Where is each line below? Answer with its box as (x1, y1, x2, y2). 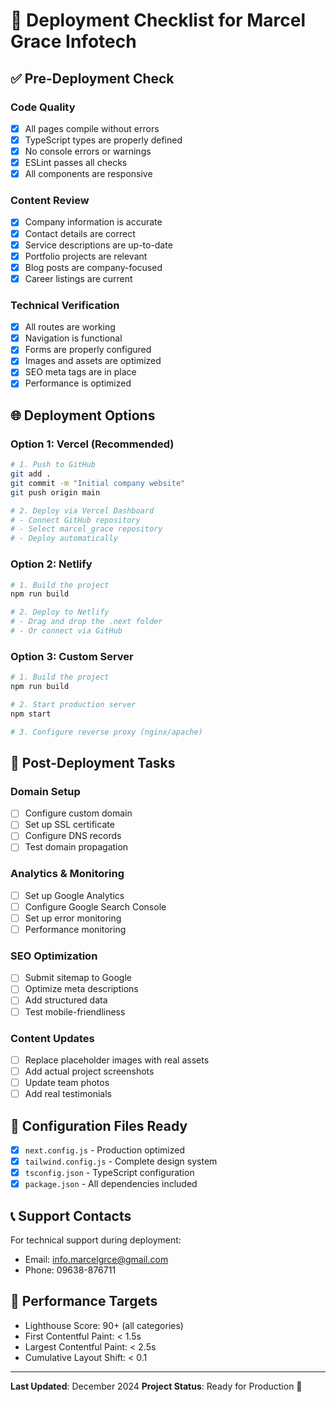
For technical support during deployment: (10, 1234, 182, 1246)
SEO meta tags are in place (24, 366, 137, 378)
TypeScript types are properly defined (24, 134, 183, 146)
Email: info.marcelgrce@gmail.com (24, 1254, 169, 1266)
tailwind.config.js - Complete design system (24, 1155, 218, 1168)
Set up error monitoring (24, 912, 122, 924)
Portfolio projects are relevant (24, 250, 148, 262)
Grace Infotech (10, 30, 137, 53)
